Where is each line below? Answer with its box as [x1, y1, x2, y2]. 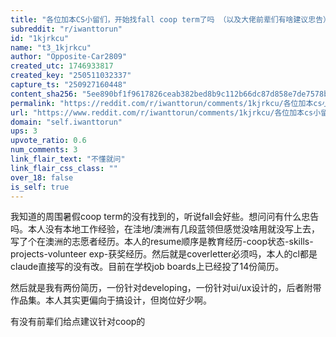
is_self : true [10, 182, 70, 192]
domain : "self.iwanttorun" [10, 117, 123, 127]
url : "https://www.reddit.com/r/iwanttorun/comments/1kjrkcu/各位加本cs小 [10, 107, 322, 118]
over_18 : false [10, 172, 74, 183]
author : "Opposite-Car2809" [10, 52, 128, 62]
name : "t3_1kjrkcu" [10, 42, 92, 53]
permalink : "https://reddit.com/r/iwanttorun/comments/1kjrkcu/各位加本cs [10, 98, 323, 108]
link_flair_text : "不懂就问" [10, 154, 126, 164]
